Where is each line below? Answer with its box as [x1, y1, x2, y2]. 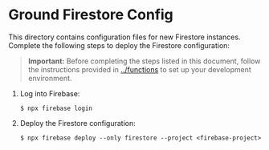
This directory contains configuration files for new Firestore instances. [8, 32, 241, 42]
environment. [27, 73, 72, 83]
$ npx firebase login [19, 104, 92, 112]
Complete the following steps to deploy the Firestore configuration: [8, 40, 230, 50]
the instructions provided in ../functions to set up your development [27, 64, 251, 74]
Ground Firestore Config [8, 6, 174, 24]
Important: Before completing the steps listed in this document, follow [27, 56, 261, 66]
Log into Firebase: [19, 88, 80, 98]
